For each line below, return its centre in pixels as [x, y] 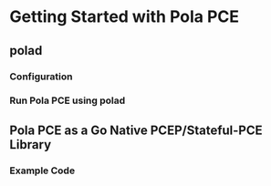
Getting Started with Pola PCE [125, 17]
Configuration [41, 77]
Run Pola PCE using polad [68, 100]
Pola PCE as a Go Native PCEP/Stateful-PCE [136, 130]
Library [31, 145]
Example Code [42, 170]
